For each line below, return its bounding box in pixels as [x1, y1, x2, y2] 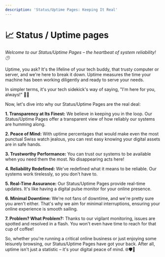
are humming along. [5, 121, 46, 127]
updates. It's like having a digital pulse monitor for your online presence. [5, 186, 152, 192]
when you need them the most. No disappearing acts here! [5, 156, 125, 162]
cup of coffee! [5, 226, 34, 232]
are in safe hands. [5, 141, 42, 147]
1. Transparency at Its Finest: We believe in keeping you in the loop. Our [5, 111, 153, 117]
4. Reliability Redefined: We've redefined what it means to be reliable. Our [5, 166, 157, 171]
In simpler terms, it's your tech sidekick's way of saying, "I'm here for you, [5, 86, 156, 92]
